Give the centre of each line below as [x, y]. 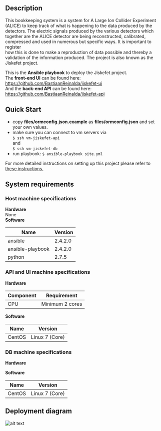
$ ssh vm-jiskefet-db [35, 149]
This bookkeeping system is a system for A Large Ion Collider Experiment [81, 20]
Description [24, 8]
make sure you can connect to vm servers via [59, 132]
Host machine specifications [41, 198]
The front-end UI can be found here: [43, 78]
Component [22, 295]
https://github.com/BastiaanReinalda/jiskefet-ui [54, 83]
